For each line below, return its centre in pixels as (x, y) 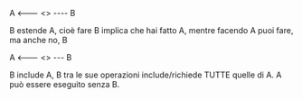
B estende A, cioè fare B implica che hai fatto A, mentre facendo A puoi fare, (151, 30)
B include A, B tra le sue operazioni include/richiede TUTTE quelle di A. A (146, 75)
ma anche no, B (38, 40)
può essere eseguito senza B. (65, 84)
